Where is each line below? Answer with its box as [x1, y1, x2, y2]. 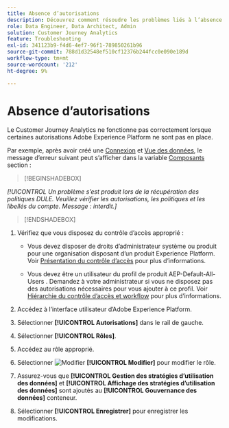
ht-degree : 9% [7, 67, 48, 74]
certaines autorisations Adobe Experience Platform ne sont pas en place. [7, 133, 214, 142]
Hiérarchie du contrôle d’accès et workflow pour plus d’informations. [27, 292, 221, 300]
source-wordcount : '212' [7, 61, 78, 68]
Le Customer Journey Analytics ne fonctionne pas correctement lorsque [7, 126, 212, 134]
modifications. [16, 414, 58, 423]
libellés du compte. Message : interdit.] [7, 202, 117, 210]
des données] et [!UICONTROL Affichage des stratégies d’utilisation [16, 379, 215, 387]
